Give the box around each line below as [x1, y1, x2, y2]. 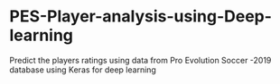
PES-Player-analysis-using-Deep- [9, 6, 273, 27]
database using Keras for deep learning [9, 64, 156, 75]
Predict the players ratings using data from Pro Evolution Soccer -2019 [9, 55, 272, 65]
